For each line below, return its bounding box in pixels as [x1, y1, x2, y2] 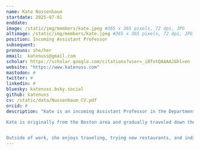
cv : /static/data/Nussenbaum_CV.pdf [6, 97, 97, 103]
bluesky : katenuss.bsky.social [6, 86, 84, 92]
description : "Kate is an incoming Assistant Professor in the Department [6, 108, 196, 114]
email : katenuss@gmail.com [6, 53, 76, 59]
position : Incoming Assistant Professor [6, 36, 108, 42]
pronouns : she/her [6, 48, 52, 54]
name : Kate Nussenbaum [6, 8, 62, 15]
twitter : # [6, 75, 33, 81]
